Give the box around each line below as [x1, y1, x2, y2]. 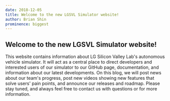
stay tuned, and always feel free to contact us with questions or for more [5, 86, 157, 92]
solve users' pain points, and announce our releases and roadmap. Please [5, 80, 160, 86]
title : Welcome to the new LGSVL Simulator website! [5, 12, 119, 17]
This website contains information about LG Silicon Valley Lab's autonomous [5, 54, 165, 60]
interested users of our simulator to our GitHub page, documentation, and [5, 64, 159, 71]
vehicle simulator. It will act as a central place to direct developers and [5, 59, 152, 65]
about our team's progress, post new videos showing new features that [5, 75, 155, 81]
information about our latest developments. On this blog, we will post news [5, 70, 161, 76]
